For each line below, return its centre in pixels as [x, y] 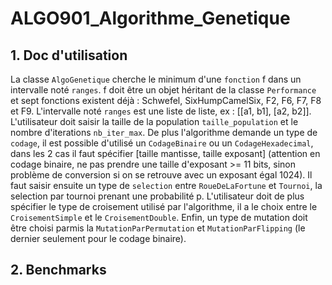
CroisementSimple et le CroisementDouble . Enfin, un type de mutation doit [159, 217]
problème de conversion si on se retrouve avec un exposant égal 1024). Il [161, 175]
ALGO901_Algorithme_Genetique [150, 18]
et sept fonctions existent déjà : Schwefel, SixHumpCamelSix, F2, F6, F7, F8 [166, 100]
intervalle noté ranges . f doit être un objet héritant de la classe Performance [163, 90]
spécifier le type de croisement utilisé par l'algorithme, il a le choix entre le [164, 206]
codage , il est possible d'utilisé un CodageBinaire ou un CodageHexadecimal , [162, 143]
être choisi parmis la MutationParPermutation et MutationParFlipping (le [158, 228]
